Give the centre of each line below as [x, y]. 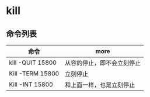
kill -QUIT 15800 [33, 63]
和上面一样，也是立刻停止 [100, 85]
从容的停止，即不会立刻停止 [103, 63]
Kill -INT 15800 [31, 84]
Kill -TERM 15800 [34, 73]
